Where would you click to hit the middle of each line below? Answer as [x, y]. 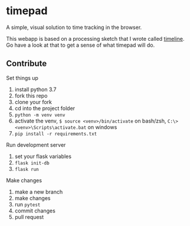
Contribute [27, 64]
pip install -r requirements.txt [56, 134]
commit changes [35, 211]
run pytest [27, 204]
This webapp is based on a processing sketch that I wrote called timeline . [95, 38]
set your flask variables [43, 156]
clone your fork [33, 102]
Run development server [36, 145]
